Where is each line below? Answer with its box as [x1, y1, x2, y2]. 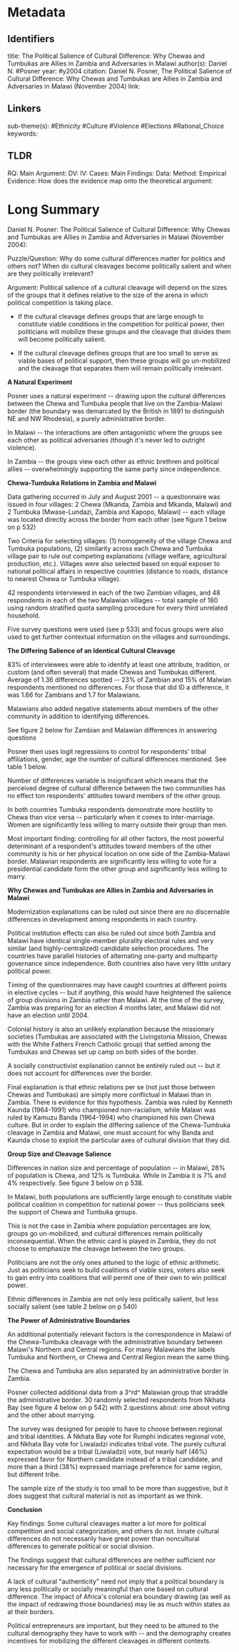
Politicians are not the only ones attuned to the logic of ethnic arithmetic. [7, 1258, 221, 1266]
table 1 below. [7, 762, 48, 771]
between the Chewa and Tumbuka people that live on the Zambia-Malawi [7, 399, 223, 408]
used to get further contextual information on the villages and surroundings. [7, 633, 230, 641]
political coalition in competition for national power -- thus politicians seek [7, 1200, 225, 1209]
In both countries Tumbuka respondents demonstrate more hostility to [7, 805, 213, 814]
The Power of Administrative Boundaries [7, 1316, 131, 1324]
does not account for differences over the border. [7, 1069, 153, 1077]
